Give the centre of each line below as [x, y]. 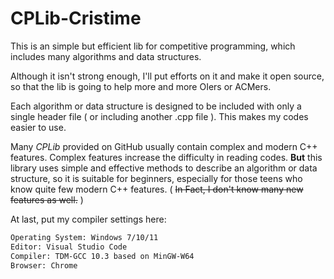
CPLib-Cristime [76, 18]
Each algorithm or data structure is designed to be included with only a [156, 106]
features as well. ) [47, 199]
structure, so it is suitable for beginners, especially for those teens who [156, 178]
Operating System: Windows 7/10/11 [84, 237]
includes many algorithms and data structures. [106, 56]
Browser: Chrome [44, 265]
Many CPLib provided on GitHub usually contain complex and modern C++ [164, 146]
